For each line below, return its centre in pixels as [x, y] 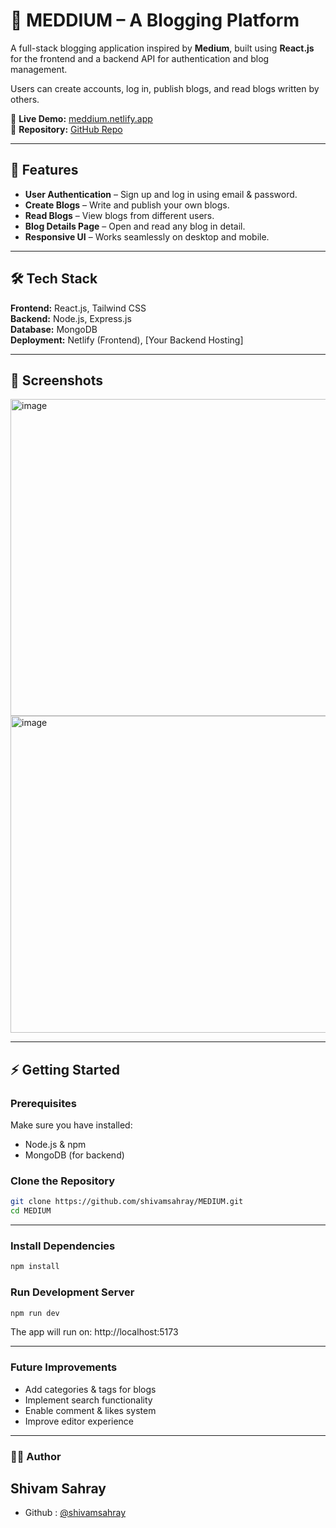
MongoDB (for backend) [74, 1155]
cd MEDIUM [31, 1211]
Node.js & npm [55, 1145]
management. [39, 69]
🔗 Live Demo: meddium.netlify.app [81, 118]
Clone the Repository [63, 1181]
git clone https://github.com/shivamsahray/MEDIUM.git [127, 1202]
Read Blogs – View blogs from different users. [119, 215]
